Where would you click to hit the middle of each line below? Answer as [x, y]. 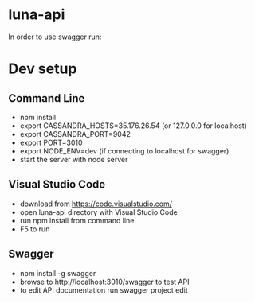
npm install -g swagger [58, 273]
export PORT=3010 [51, 142]
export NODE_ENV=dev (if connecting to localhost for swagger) [124, 151]
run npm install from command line [77, 220]
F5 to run [35, 229]
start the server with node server [74, 159]
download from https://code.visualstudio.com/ [96, 204]
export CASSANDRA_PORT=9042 [75, 134]
